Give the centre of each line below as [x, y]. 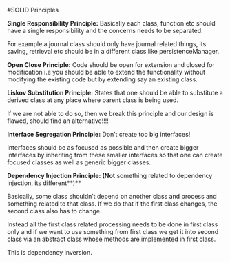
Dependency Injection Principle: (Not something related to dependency [110, 176]
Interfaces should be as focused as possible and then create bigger [103, 147]
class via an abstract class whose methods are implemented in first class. [112, 239]
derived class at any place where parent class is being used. [93, 100]
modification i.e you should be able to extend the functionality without [106, 72]
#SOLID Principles [33, 10]
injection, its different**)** [44, 183]
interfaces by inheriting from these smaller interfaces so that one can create [115, 155]
